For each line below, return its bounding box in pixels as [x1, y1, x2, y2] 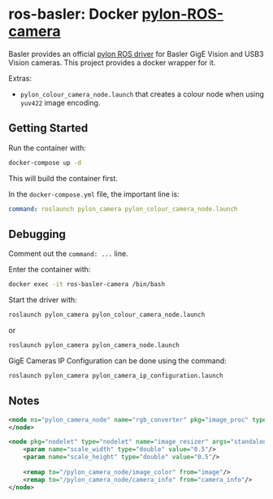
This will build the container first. [8, 173, 118, 183]
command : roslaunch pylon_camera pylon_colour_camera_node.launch [8, 205, 238, 213]
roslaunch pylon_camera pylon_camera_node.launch [8, 341, 180, 349]
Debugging [8, 227, 67, 241]
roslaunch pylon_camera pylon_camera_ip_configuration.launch [8, 371, 223, 380]
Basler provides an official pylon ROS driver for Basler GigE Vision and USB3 [8, 49, 264, 59]
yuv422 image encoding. [19, 98, 101, 107]
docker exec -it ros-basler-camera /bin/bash [8, 280, 165, 289]
